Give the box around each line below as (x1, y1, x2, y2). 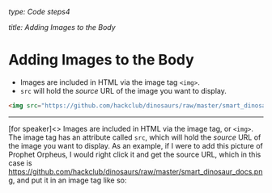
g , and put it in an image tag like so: (8, 175, 127, 185)
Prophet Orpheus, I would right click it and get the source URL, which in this (8, 149, 261, 159)
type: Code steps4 (8, 7, 70, 16)
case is (8, 157, 32, 168)
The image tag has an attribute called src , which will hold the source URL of (8, 132, 261, 142)
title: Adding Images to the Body (8, 23, 116, 31)
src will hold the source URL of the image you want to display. (19, 86, 227, 95)
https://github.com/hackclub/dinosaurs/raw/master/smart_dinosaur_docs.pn (8, 166, 263, 176)
